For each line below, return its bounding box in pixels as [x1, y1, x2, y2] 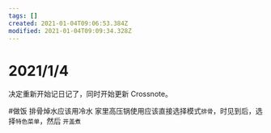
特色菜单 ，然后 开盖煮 [15, 116, 82, 126]
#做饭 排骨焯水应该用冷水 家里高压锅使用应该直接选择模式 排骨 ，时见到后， [8, 106, 256, 116]
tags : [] [8, 11, 38, 20]
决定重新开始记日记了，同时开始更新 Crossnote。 [8, 89, 172, 99]
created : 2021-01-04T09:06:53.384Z [8, 19, 129, 27]
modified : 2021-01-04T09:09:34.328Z [8, 27, 132, 35]
